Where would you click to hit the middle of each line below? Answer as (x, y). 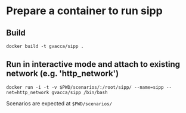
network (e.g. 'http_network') (63, 74)
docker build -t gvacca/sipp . (45, 46)
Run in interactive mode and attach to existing (93, 64)
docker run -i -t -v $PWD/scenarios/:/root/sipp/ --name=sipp (85, 87)
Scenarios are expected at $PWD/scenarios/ (59, 103)
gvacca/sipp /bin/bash (80, 92)
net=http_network (28, 92)
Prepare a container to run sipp (84, 11)
